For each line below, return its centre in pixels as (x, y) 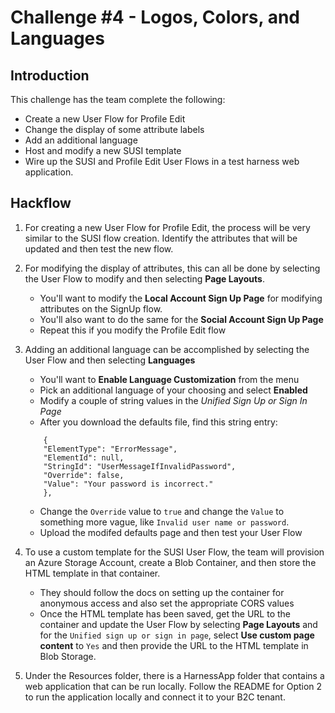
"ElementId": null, (84, 457)
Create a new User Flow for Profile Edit (105, 119)
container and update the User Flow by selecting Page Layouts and (178, 624)
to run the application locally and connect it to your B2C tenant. (155, 697)
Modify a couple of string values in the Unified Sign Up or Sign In (173, 400)
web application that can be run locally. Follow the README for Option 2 (173, 686)
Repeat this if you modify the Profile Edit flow (133, 330)
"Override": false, (84, 475)
